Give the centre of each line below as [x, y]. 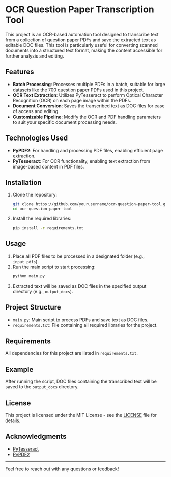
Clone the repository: [35, 195]
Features [20, 72]
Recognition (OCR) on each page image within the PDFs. [72, 100]
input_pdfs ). [26, 261]
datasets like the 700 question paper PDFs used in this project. [78, 90]
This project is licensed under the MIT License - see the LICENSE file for [81, 415]
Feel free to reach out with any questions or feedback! [62, 469]
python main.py [29, 276]
